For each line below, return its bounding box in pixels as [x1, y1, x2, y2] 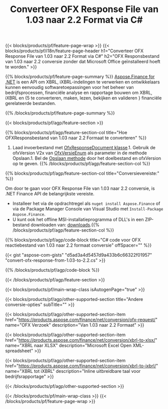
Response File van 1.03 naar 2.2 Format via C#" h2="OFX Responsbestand [5, 53, 159, 59]
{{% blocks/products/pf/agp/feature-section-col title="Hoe [5, 130, 127, 136]
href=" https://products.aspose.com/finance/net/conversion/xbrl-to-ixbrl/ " [5, 363, 158, 369]
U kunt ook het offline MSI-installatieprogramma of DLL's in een [12, 217, 144, 223]
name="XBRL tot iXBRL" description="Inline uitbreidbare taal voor [5, 368, 141, 374]
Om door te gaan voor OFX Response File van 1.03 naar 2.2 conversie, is [5, 185, 155, 191]
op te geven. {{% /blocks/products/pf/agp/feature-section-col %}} [12, 161, 150, 167]
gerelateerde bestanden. [5, 100, 56, 107]
